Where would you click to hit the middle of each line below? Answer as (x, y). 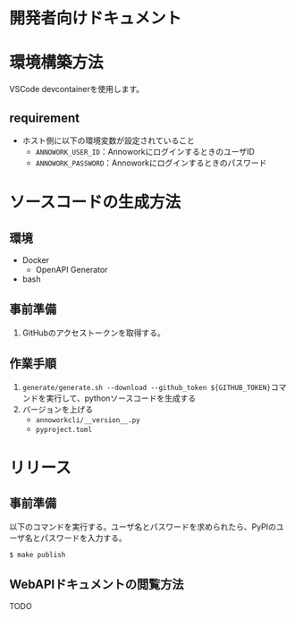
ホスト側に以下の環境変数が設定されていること (108, 140)
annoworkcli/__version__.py (88, 420)
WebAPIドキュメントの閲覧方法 (97, 584)
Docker (36, 259)
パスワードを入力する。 (83, 538)
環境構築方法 (57, 63)
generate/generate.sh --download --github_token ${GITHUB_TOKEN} (146, 387)
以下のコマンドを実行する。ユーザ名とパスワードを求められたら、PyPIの (143, 526)
